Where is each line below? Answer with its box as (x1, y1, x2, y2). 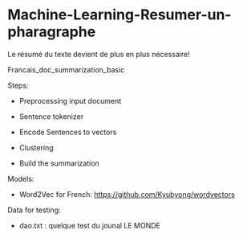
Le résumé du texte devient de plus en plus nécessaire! (7, 49, 190, 59)
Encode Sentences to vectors (18, 127, 117, 137)
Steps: (7, 80, 29, 90)
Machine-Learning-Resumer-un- (7, 6, 232, 24)
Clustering (18, 142, 54, 152)
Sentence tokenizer (18, 111, 84, 121)
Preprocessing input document (18, 96, 122, 105)
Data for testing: (7, 205, 61, 215)
